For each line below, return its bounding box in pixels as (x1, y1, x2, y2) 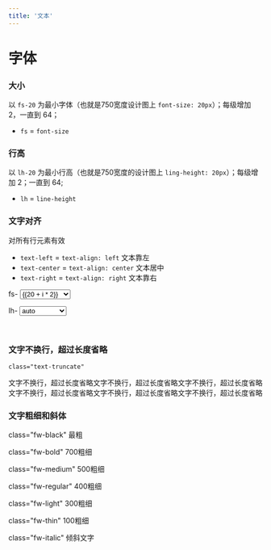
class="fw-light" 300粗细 (8, 498, 93, 509)
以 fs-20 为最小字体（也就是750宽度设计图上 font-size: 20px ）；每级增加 (8, 100, 252, 110)
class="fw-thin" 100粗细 (8, 516, 90, 526)
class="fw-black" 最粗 (8, 430, 83, 440)
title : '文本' (8, 11, 54, 20)
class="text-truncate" (8, 363, 85, 371)
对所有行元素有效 (8, 235, 65, 245)
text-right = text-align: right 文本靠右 (19, 272, 157, 283)
